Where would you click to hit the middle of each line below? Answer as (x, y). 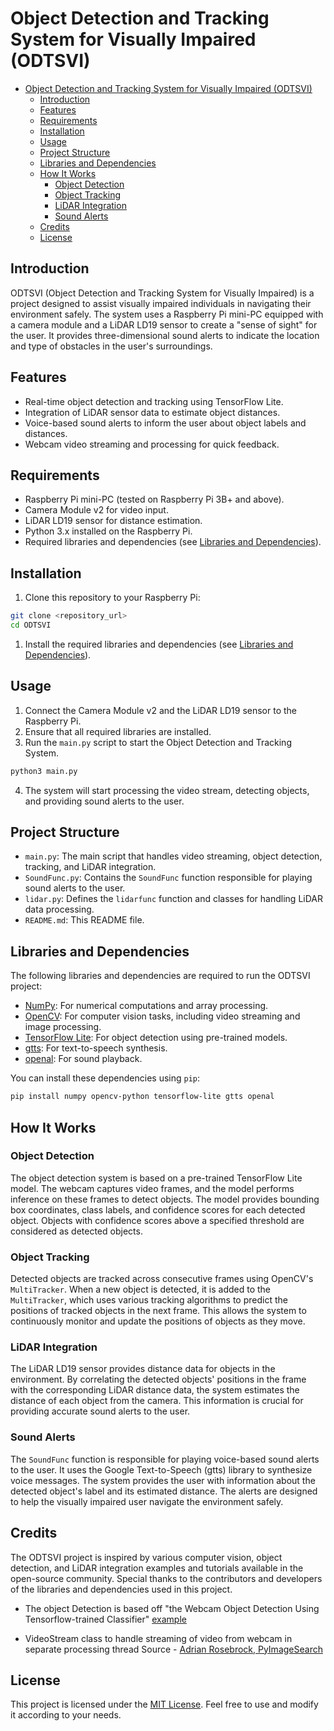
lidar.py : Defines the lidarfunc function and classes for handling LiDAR (173, 899)
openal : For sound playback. (83, 1059)
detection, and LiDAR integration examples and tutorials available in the (157, 1568)
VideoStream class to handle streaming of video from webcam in (158, 1638)
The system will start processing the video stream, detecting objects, (167, 790)
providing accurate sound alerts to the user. (100, 1411)
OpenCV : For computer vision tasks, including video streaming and (162, 1016)
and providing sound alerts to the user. (104, 801)
